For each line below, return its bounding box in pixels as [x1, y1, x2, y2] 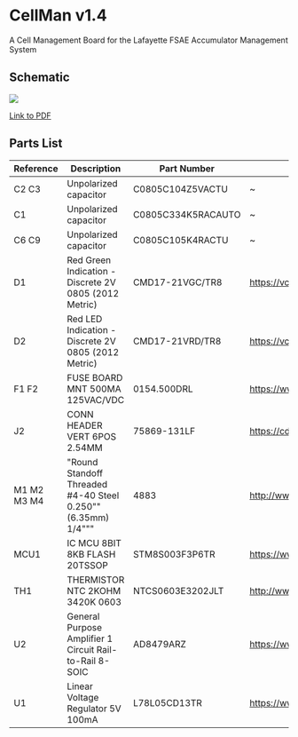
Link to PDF [9, 110, 51, 121]
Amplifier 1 [66, 632, 114, 645]
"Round [66, 456, 98, 468]
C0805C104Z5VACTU [132, 183, 229, 195]
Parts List [9, 136, 63, 151]
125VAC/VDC [66, 393, 125, 406]
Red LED [66, 313, 103, 325]
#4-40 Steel [66, 489, 120, 502]
